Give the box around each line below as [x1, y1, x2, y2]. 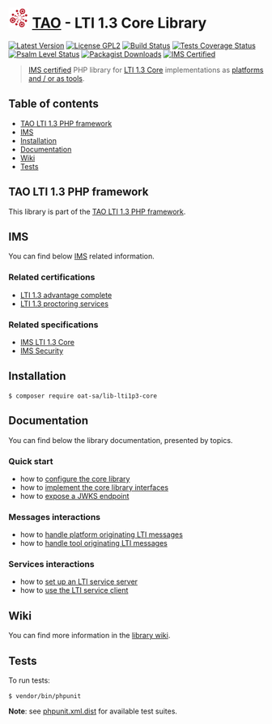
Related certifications [8, 271, 96, 283]
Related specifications [8, 319, 99, 330]
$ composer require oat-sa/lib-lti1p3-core [8, 392, 158, 400]
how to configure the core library [19, 474, 130, 483]
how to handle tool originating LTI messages [19, 539, 168, 548]
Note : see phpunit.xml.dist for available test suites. [8, 706, 178, 716]
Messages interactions [8, 511, 101, 522]
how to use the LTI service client [19, 586, 129, 595]
